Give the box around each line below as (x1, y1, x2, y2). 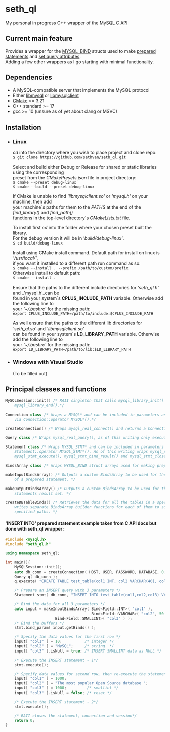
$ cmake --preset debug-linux (12, 180, 77, 185)
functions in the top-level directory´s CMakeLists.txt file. (12, 215, 131, 221)
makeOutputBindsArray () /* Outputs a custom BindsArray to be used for (5, 486, 159, 491)
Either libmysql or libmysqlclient (12, 92, 79, 98)
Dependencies (5, 73, 52, 82)
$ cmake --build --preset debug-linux (12, 184, 95, 190)
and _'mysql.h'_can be (12, 290, 60, 296)
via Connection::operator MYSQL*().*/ (14, 417, 96, 422)
